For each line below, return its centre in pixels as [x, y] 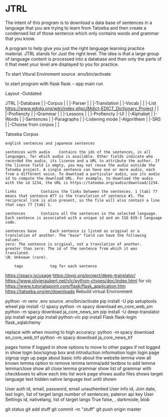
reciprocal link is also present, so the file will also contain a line [82, 200]
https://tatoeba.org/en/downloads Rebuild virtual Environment [69, 291]
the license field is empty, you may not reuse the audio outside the [80, 165]
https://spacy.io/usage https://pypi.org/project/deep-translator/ [70, 275]
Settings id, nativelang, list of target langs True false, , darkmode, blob [77, 399]
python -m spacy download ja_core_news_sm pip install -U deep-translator [82, 312]
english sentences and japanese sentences [50, 143]
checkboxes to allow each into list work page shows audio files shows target [84, 373]
